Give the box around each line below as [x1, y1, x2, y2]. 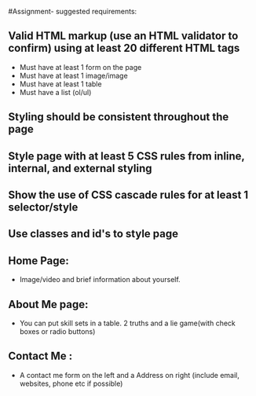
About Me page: [8, 298, 89, 311]
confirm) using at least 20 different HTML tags [8, 42, 240, 55]
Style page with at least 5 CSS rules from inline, [8, 149, 245, 163]
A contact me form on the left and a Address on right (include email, [19, 370, 240, 379]
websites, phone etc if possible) [19, 379, 123, 388]
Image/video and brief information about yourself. [19, 275, 181, 284]
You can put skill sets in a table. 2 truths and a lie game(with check [19, 318, 236, 328]
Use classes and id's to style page [8, 227, 179, 240]
